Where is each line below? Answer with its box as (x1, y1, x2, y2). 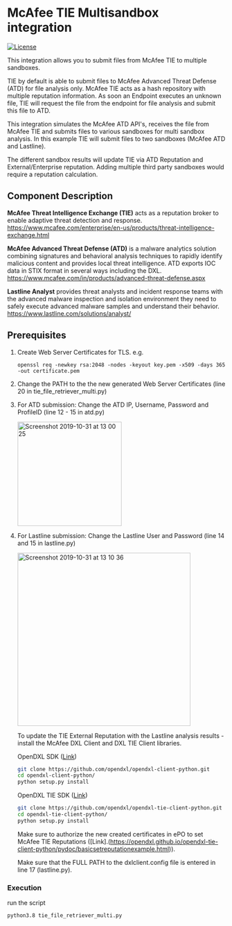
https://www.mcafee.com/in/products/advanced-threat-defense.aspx (7, 273, 206, 282)
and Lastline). (7, 142, 46, 150)
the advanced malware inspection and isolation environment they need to (7, 294, 217, 303)
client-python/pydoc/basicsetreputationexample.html (17, 845, 170, 853)
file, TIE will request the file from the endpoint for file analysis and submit (7, 99, 216, 107)
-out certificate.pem (17, 367, 80, 374)
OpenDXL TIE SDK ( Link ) (17, 791, 88, 800)
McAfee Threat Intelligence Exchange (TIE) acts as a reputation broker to (7, 208, 220, 217)
